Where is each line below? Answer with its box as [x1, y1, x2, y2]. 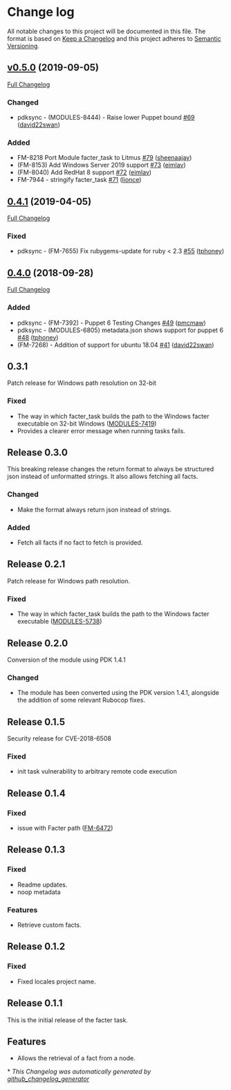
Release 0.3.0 [7, 447, 68, 459]
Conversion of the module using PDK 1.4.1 [7, 655, 126, 664]
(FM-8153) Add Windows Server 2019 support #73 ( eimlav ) [17, 161, 186, 170]
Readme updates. [17, 880, 68, 889]
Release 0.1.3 [7, 844, 66, 855]
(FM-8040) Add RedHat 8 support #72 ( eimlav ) [17, 168, 152, 176]
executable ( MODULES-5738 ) [17, 617, 102, 626]
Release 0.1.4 [7, 787, 66, 799]
